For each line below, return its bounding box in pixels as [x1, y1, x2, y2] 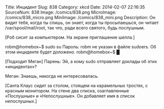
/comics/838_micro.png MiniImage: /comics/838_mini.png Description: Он [5, 15, 156, 20]
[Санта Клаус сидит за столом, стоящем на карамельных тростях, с [5, 83, 148, 88]
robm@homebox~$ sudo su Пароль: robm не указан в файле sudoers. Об [5, 44, 157, 49]
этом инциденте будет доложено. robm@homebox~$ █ [5, 49, 120, 55]
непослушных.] [5, 98, 37, 104]
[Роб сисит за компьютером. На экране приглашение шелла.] [5, 34, 135, 40]
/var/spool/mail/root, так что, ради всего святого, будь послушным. [5, 25, 145, 31]
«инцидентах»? [5, 64, 37, 69]
